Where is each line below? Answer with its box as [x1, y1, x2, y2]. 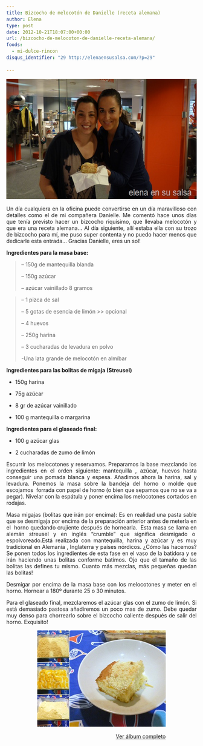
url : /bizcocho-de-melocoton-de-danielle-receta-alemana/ [6, 35, 155, 42]
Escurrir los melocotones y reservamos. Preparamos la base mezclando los [6, 460, 197, 468]
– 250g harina [21, 331, 56, 338]
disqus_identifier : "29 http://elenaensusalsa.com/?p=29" [6, 55, 155, 61]
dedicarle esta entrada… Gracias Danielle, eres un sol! [6, 237, 141, 244]
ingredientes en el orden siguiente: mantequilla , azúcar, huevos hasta [6, 467, 197, 474]
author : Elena [6, 16, 42, 22]
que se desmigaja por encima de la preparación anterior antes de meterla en [6, 517, 197, 525]
